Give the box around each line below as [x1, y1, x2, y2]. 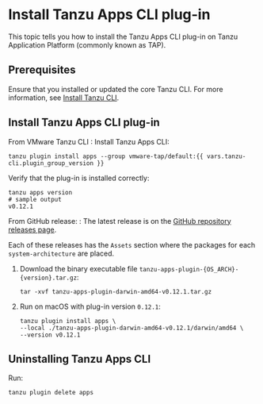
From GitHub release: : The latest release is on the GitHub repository [8, 216, 231, 225]
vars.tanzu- [206, 152, 246, 160]
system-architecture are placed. [8, 248, 115, 258]
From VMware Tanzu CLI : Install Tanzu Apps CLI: [8, 137, 170, 146]
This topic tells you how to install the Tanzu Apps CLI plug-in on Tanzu [8, 32, 238, 41]
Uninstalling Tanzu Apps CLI [8, 352, 151, 366]
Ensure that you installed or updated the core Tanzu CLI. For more [8, 84, 223, 94]
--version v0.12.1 [19, 331, 81, 339]
